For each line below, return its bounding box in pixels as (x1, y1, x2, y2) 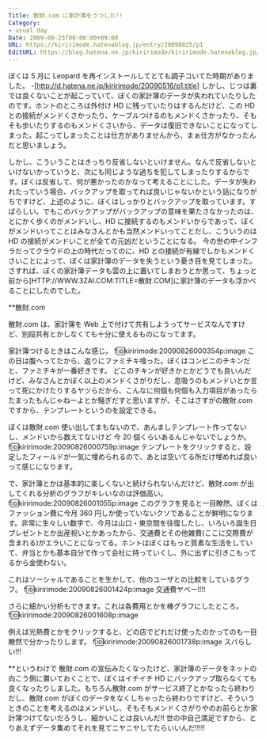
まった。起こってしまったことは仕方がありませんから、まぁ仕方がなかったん (8, 131, 256, 139)
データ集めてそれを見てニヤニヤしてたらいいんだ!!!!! (35, 723, 206, 732)
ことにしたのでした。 (14, 286, 85, 295)
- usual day (8, 26, 47, 34)
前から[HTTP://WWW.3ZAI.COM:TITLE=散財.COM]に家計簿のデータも (8, 276, 236, 285)
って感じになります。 (8, 462, 77, 471)
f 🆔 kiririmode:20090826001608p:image (8, 610, 139, 620)
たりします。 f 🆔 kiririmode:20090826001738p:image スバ (49, 637, 238, 646)
